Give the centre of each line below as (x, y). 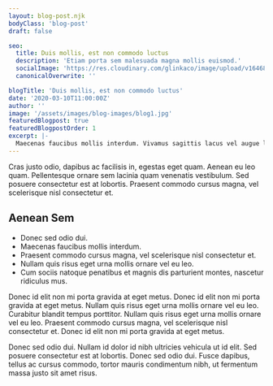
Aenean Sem (41, 218)
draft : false (30, 31)
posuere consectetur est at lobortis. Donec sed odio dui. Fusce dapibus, (129, 355)
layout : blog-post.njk (47, 16)
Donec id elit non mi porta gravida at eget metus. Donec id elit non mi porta (134, 297)
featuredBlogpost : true (49, 121)
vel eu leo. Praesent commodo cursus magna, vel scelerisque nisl (118, 323)
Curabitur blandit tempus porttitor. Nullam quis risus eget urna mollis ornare (135, 314)
